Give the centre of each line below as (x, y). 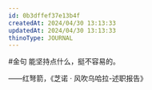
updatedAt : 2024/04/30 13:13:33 (62, 30)
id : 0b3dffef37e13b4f (44, 16)
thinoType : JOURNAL (41, 38)
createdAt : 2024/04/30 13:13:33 (62, 23)
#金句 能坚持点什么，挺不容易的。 (64, 61)
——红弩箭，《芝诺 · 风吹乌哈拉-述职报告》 (78, 78)
